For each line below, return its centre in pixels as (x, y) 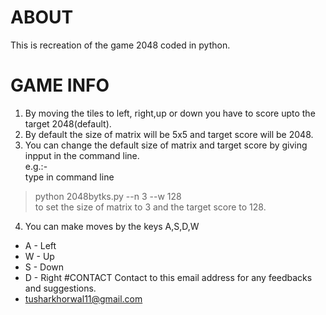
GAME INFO (60, 85)
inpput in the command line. (82, 155)
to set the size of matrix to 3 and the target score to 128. (150, 207)
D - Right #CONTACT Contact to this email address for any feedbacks (168, 277)
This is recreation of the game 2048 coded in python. (120, 45)
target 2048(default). (68, 123)
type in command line (69, 177)
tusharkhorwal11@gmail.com (83, 298)
